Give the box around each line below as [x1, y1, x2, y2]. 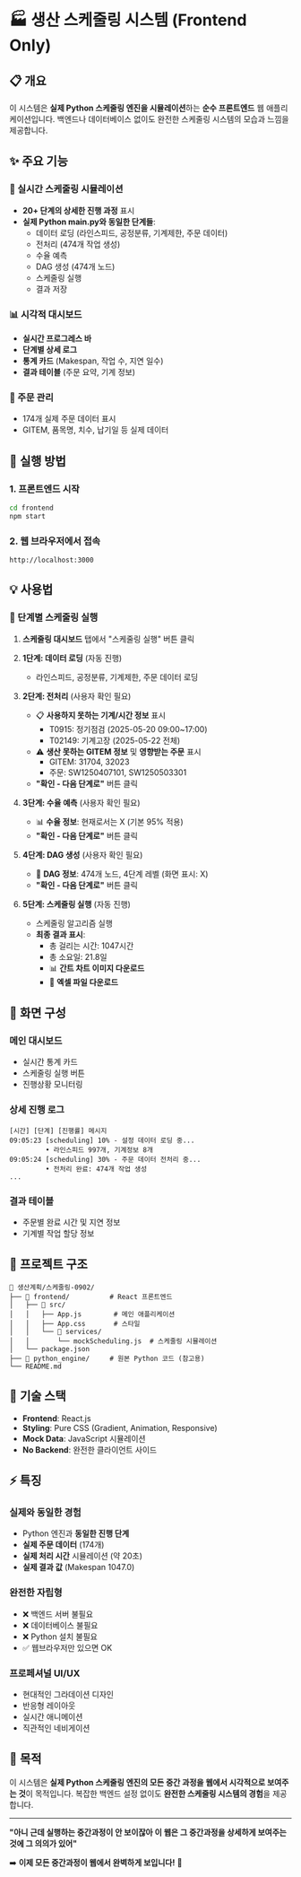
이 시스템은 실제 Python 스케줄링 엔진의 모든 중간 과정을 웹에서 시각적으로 [9, 1777, 266, 1787]
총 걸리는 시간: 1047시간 [48, 940, 134, 951]
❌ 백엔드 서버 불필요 [21, 1609, 94, 1619]
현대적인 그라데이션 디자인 [21, 1689, 115, 1699]
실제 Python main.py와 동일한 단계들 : [21, 216, 157, 227]
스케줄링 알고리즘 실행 [35, 918, 114, 929]
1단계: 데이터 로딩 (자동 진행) [21, 652, 123, 663]
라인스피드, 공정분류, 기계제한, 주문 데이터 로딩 [35, 671, 199, 682]
